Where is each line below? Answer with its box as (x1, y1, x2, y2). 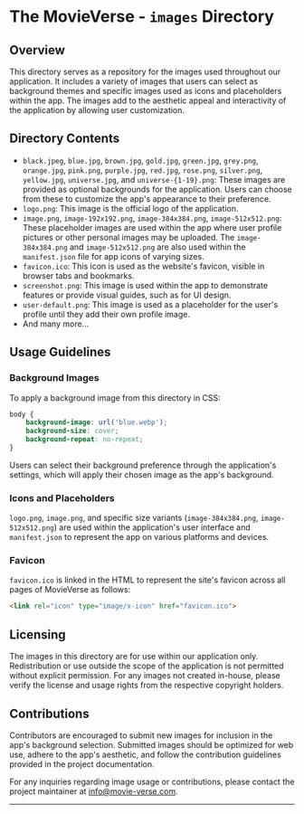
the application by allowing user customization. (9, 105, 185, 115)
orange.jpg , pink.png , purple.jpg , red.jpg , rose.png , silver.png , (22, 165, 263, 175)
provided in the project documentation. (9, 758, 155, 770)
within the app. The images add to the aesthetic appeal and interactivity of (9, 95, 287, 106)
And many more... (22, 318, 90, 329)
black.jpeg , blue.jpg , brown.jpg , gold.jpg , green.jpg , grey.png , (22, 155, 260, 166)
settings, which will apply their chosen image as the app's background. (9, 469, 274, 480)
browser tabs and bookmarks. (22, 270, 135, 281)
